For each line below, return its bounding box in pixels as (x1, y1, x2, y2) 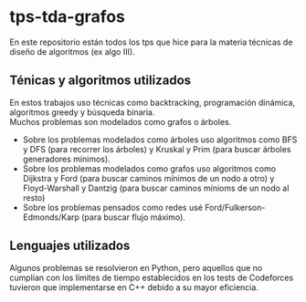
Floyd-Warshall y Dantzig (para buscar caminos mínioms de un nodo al (22, 182, 290, 193)
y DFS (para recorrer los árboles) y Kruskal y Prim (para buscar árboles (22, 143, 291, 154)
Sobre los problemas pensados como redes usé (22, 202, 204, 213)
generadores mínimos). (22, 153, 111, 164)
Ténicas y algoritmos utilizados (9, 73, 192, 89)
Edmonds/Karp (22, 212, 80, 223)
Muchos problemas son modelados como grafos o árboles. (9, 116, 232, 127)
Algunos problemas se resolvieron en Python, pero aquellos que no (9, 262, 263, 273)
